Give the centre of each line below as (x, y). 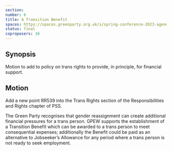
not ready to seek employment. (38, 143)
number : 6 (16, 15)
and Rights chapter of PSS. (34, 106)
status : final (20, 29)
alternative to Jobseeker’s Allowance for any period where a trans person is (85, 137)
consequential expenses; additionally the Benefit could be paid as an (78, 132)
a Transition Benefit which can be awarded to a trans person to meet (78, 127)
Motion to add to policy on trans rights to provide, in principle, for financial (83, 66)
